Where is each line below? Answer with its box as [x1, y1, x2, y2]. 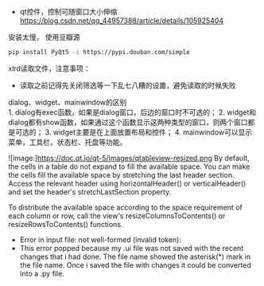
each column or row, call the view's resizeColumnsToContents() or [8, 210, 226, 221]
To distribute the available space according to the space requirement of [8, 202, 243, 212]
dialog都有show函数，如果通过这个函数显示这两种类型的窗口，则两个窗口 [8, 117, 248, 127]
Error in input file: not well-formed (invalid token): [19, 234, 181, 245]
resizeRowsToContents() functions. [8, 219, 123, 229]
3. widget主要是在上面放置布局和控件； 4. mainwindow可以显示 [45, 127, 253, 137]
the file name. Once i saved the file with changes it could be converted [19, 260, 252, 269]
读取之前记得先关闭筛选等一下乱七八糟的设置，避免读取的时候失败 [19, 80, 236, 90]
